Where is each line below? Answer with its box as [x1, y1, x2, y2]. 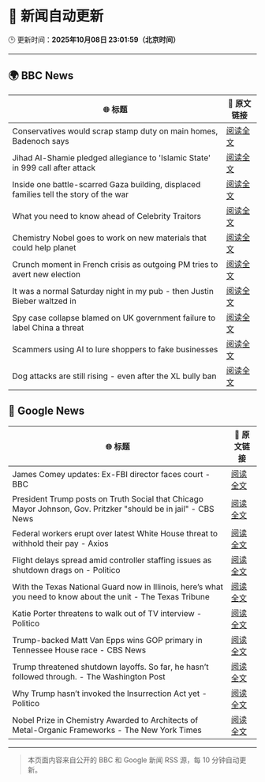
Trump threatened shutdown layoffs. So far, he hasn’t [12, 661, 209, 672]
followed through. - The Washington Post [12, 671, 166, 682]
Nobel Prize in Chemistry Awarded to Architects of [12, 714, 199, 725]
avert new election [12, 269, 81, 280]
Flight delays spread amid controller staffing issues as [12, 555, 212, 566]
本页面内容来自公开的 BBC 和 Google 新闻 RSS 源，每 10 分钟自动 [27, 755, 240, 765]
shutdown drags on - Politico [12, 564, 121, 575]
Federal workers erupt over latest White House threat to [12, 528, 218, 539]
